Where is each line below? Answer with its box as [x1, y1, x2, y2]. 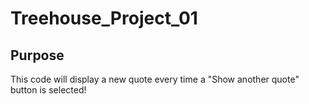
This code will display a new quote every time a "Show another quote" [10, 73, 300, 85]
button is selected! [10, 84, 87, 96]
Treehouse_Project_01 [10, 7, 198, 30]
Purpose [10, 47, 65, 64]
